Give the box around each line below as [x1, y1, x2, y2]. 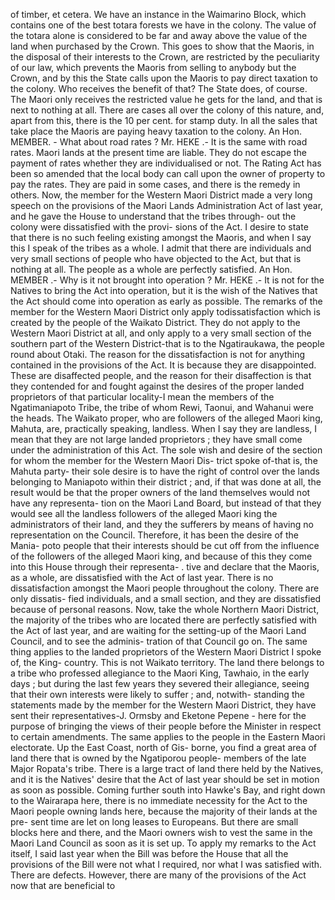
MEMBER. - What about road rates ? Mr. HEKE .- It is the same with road [10, 136, 308, 148]
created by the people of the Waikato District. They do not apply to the [10, 317, 301, 328]
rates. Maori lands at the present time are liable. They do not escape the [10, 147, 308, 158]
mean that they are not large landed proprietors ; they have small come [10, 434, 303, 445]
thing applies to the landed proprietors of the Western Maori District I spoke [10, 646, 322, 658]
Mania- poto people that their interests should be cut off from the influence [10, 540, 320, 551]
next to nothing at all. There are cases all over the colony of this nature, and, [10, 104, 325, 116]
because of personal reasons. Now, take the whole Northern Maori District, [10, 604, 320, 615]
